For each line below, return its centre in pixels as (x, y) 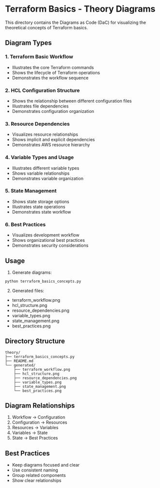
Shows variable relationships (41, 173)
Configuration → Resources (40, 422)
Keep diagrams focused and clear (46, 465)
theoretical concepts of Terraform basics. (47, 27)
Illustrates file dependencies (40, 106)
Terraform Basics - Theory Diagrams (80, 9)
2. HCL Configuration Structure (42, 90)
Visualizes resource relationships (45, 134)
